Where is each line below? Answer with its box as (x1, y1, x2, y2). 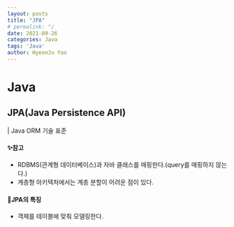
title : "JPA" (7, 17, 45, 24)
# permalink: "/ (7, 23, 54, 30)
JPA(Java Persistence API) (7, 107, 126, 119)
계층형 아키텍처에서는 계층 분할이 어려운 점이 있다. (17, 178, 154, 186)
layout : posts (7, 10, 49, 17)
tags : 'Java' (7, 43, 45, 50)
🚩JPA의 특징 (7, 195, 42, 203)
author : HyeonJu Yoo (7, 50, 68, 57)
